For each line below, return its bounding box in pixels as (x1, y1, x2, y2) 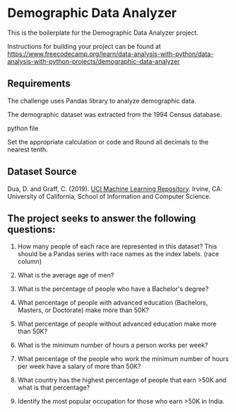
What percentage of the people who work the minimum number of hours (17, 355, 229, 363)
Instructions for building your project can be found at (7, 42, 161, 50)
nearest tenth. (7, 145, 48, 154)
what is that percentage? (17, 384, 90, 392)
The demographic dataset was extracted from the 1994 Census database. (7, 110, 223, 118)
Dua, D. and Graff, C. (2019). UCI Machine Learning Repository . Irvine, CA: (7, 184, 223, 193)
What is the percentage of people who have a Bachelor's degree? (17, 285, 209, 293)
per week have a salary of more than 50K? (17, 362, 141, 371)
